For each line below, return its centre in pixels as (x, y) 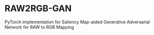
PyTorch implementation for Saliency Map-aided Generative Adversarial (77, 22)
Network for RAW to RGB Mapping (39, 27)
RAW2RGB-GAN (38, 9)
